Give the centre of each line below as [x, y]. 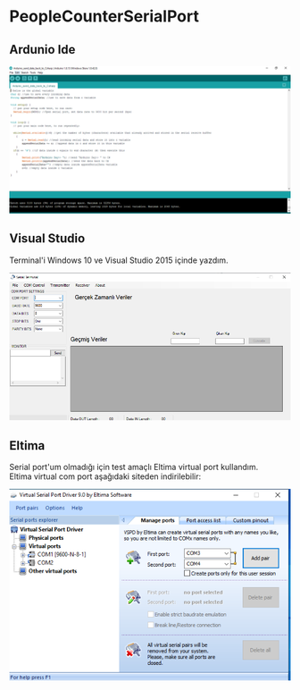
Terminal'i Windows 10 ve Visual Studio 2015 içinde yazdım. [119, 260]
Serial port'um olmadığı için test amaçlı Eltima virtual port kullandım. [134, 467]
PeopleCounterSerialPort [104, 17]
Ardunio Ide [42, 50]
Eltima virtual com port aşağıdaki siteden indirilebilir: [105, 476]
